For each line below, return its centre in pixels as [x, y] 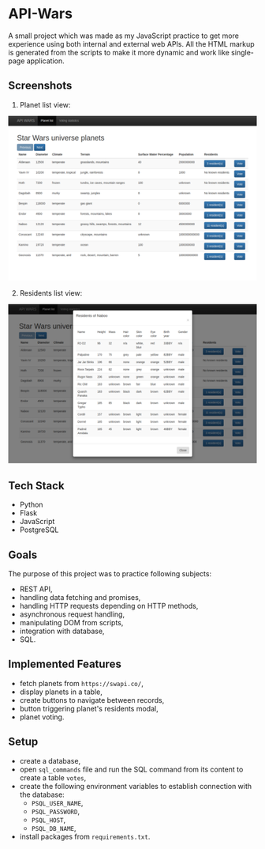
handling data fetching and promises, [80, 597]
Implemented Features [65, 664]
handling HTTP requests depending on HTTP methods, [109, 606]
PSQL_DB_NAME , [54, 828]
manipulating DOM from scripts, [71, 622]
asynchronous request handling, [72, 614]
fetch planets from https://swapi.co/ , [81, 683]
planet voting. [42, 717]
